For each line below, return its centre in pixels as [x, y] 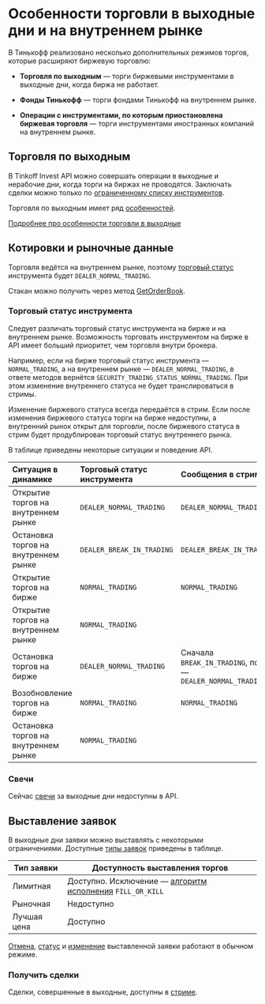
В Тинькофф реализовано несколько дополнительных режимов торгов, [129, 52]
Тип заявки [36, 867]
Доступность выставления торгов [160, 867]
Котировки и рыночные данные [91, 248]
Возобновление [42, 693]
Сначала [198, 652]
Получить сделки [44, 975]
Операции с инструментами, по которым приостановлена [121, 115]
